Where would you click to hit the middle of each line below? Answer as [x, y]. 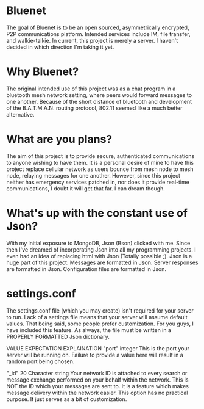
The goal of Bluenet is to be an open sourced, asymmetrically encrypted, [98, 27]
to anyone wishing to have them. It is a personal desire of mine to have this [100, 162]
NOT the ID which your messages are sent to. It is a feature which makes [97, 386]
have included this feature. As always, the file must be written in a [89, 330]
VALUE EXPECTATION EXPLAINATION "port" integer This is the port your [98, 348]
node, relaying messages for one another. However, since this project [93, 175]
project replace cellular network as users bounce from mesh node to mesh [100, 169]
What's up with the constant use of [97, 213]
